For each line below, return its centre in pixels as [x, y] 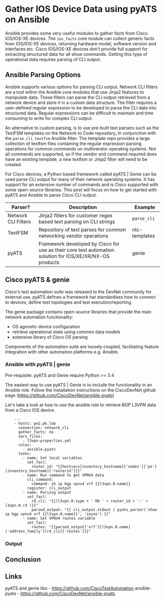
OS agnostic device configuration [46, 326]
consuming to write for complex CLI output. [49, 118]
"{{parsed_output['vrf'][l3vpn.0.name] [90, 527]
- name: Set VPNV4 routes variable [59, 518]
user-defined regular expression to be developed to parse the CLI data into [81, 107]
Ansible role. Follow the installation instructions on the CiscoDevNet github [81, 390]
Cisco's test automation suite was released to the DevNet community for [78, 291]
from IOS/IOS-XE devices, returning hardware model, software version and [81, 43]
